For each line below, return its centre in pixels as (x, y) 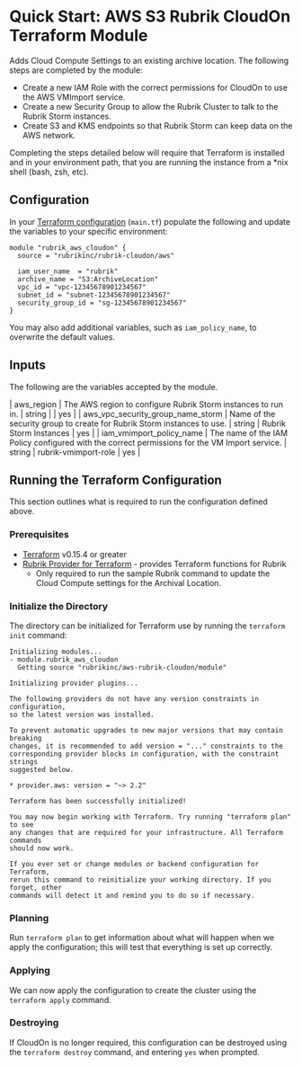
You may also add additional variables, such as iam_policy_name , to (133, 327)
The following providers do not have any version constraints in (134, 698)
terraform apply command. (60, 999)
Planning (29, 918)
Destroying (34, 1023)
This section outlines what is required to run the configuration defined (138, 502)
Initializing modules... (56, 652)
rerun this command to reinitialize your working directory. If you (140, 879)
